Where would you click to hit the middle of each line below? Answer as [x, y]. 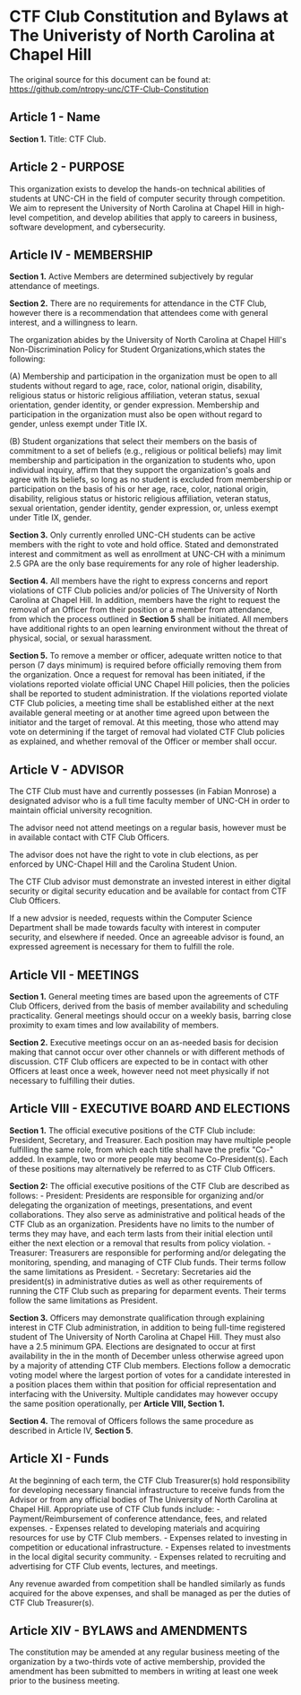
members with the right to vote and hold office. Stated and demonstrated [144, 545]
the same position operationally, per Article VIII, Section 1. [117, 1403]
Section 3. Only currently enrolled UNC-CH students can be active [132, 535]
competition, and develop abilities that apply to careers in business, [153, 217]
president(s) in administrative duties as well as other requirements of [136, 1281]
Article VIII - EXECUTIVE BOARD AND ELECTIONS [150, 1109]
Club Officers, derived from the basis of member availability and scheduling [149, 1006]
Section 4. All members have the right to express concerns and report [139, 581]
